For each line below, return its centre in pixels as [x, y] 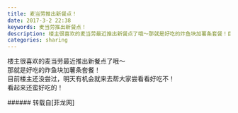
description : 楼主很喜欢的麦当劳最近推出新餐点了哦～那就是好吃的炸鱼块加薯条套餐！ [118, 34]
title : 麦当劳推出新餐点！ [42, 14]
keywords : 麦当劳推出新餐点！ [47, 27]
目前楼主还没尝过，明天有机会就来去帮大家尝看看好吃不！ [91, 79]
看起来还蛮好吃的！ [35, 88]
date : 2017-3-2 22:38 [39, 20]
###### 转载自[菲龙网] [41, 102]
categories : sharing [38, 40]
